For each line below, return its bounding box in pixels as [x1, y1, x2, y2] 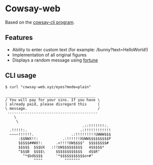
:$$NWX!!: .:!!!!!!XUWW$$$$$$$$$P [18, 136, 111, 141]
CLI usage [5, 71, 37, 80]
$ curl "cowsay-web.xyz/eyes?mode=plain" [5, 84, 92, 89]
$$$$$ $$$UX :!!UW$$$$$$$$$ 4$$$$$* [18, 145, 105, 150]
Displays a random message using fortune [12, 57, 98, 63]
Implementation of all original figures [12, 52, 87, 58]
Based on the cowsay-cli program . [5, 19, 75, 25]
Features [5, 33, 33, 42]
